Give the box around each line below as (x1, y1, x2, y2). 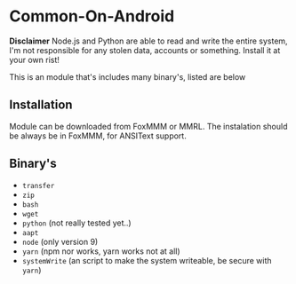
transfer (21, 181, 55, 190)
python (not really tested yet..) (21, 217, 132, 228)
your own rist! (9, 54, 60, 65)
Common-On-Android (9, 6, 175, 27)
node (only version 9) (21, 236, 99, 247)
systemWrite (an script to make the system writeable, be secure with (21, 255, 273, 265)
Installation (9, 98, 73, 113)
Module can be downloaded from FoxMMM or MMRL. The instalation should (9, 121, 288, 131)
